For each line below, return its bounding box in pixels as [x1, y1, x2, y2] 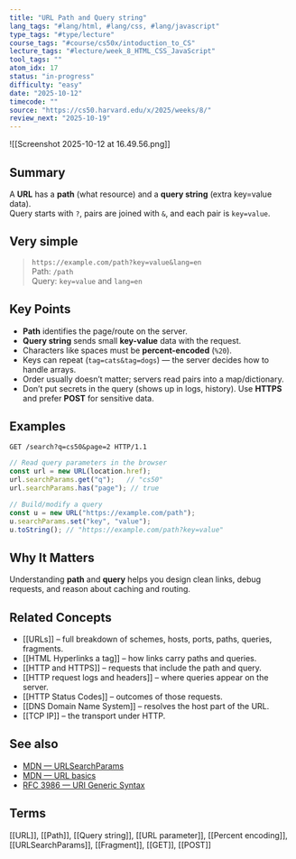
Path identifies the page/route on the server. [22, 326, 188, 337]
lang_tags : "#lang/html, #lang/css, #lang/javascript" [9, 22, 220, 31]
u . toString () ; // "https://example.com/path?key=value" [9, 525, 224, 534]
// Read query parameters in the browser [9, 458, 168, 467]
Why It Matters [9, 550, 95, 565]
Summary [9, 164, 66, 180]
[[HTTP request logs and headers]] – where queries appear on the [22, 672, 269, 682]
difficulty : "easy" [9, 80, 83, 89]
